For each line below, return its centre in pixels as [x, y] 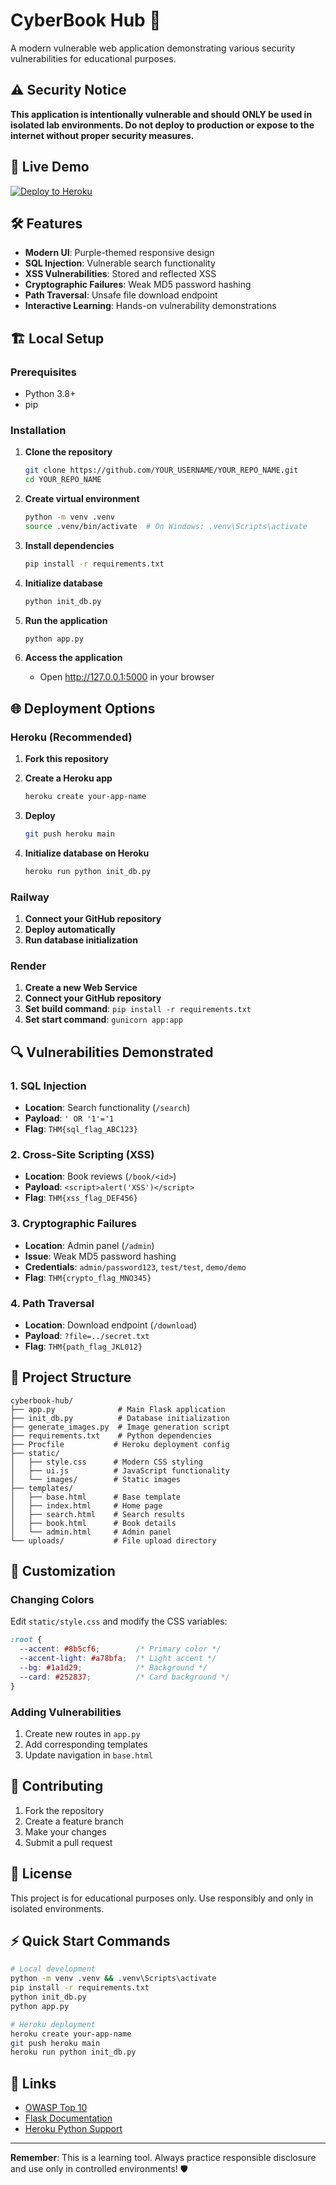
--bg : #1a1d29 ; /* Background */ [113, 1668]
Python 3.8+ [50, 394]
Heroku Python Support [73, 2129]
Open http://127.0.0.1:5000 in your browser [127, 677]
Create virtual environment [82, 499]
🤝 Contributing [57, 1786]
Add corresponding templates [86, 1745]
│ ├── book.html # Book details [93, 1523]
